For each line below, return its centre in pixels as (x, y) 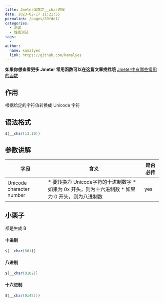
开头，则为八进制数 (81, 196)
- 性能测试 (19, 32)
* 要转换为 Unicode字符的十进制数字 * (92, 182)
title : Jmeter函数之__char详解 (35, 10)
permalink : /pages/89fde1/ (32, 19)
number (17, 195)
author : (13, 46)
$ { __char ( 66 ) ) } (20, 251)
